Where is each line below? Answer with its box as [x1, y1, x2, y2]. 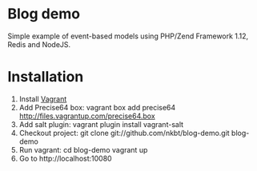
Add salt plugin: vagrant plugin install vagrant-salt [18, 119, 184, 129]
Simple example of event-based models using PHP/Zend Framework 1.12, [7, 31, 249, 41]
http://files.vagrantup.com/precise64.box [18, 111, 155, 121]
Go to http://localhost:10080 [18, 153, 113, 163]
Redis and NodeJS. [7, 39, 71, 49]
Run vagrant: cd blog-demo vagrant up [18, 145, 148, 154]
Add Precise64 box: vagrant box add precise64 [18, 102, 176, 112]
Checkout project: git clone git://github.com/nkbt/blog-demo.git [18, 128, 230, 137]
